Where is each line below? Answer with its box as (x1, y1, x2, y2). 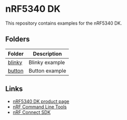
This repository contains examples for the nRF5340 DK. (5, 20, 122, 26)
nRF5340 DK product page (12, 98, 70, 104)
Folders (5, 35, 30, 44)
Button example (29, 67, 66, 74)
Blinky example (29, 58, 65, 66)
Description (33, 50, 62, 57)
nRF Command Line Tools (12, 104, 67, 110)
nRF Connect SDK (12, 109, 51, 115)
